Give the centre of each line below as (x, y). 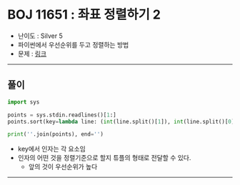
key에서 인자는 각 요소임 (51, 149)
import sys (24, 102)
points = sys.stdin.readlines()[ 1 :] (62, 115)
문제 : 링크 (32, 54)
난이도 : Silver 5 (40, 36)
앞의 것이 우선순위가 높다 (63, 167)
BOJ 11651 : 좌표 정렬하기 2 (84, 15)
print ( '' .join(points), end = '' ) (55, 134)
